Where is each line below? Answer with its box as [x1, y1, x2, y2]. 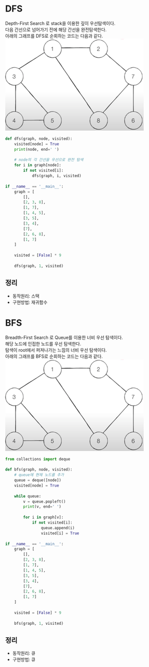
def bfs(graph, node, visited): [5, 467, 72, 472]
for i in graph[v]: [23, 515, 64, 520]
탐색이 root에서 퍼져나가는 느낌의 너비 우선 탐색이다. [5, 347, 107, 353]
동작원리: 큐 [12, 650, 36, 656]
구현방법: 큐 [12, 656, 36, 662]
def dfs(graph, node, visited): [5, 136, 72, 141]
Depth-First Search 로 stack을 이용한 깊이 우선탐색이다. [5, 20, 116, 26]
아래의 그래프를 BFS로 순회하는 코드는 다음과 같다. [5, 353, 103, 359]
